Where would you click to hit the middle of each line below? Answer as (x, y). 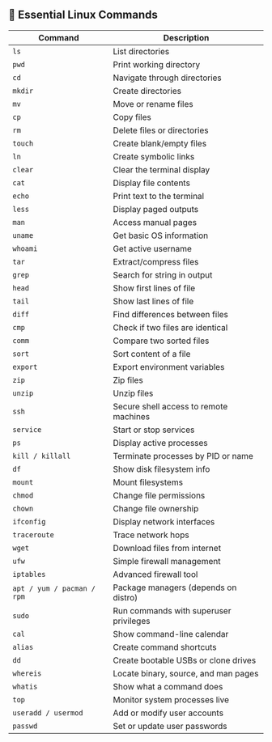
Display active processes (160, 443)
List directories (141, 51)
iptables (29, 574)
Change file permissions (159, 495)
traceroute (33, 534)
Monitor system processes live (171, 699)
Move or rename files (153, 104)
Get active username (153, 248)
